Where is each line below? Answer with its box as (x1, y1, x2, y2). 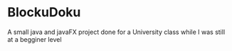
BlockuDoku (7, 4, 81, 21)
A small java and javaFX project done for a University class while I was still (7, 28, 226, 36)
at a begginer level (7, 35, 62, 43)
